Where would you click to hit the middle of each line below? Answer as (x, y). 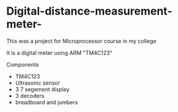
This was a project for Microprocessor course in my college (81, 41)
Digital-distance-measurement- (89, 11)
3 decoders (30, 96)
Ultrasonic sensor (37, 83)
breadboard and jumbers (46, 102)
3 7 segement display (42, 89)
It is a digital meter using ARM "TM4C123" (59, 52)
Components (23, 65)
